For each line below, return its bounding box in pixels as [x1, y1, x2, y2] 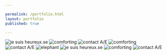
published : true [5, 21, 39, 26]
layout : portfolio [5, 16, 44, 21]
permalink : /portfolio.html [5, 11, 64, 16]
